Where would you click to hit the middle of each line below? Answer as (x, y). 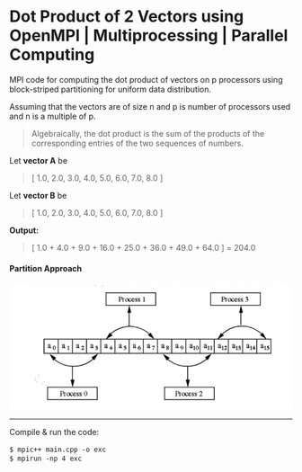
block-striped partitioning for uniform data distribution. (111, 89)
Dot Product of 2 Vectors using (127, 17)
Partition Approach (46, 268)
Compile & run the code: (54, 432)
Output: (24, 230)
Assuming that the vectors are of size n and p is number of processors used (150, 106)
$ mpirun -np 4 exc (46, 459)
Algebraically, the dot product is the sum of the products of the (148, 133)
